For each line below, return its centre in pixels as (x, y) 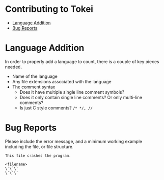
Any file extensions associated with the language (62, 81)
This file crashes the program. (38, 156)
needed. (14, 67)
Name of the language (35, 76)
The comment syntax (34, 87)
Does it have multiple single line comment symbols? (72, 92)
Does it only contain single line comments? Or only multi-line (81, 97)
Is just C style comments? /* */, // (56, 108)
